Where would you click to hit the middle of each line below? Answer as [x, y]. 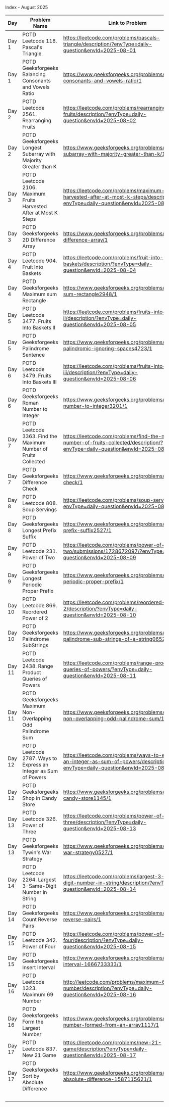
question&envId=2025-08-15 [100, 947]
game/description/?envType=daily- [105, 1049]
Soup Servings [40, 510]
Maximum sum [39, 294]
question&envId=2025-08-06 [100, 379]
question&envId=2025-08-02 [100, 121]
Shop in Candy [40, 798]
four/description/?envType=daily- [103, 940]
